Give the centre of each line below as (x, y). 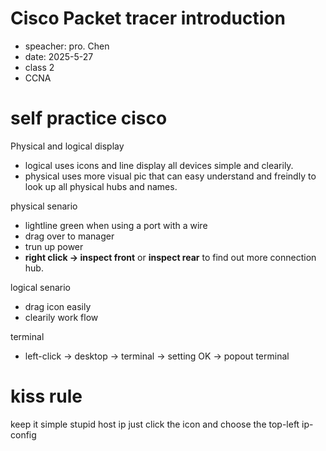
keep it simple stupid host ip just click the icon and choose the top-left (155, 424)
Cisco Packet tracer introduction (148, 18)
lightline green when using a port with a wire (116, 225)
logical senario (40, 287)
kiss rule (46, 396)
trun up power (54, 246)
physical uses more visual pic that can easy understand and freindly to (170, 176)
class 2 (39, 67)
